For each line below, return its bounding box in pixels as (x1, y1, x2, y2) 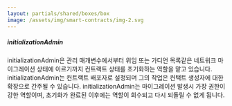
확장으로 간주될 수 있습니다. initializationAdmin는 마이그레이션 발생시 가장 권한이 (7, 82, 226, 91)
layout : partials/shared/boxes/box (7, 10, 110, 17)
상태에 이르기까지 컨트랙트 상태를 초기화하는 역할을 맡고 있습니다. (37, 65, 213, 73)
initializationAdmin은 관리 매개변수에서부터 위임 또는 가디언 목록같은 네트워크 (7, 56, 217, 64)
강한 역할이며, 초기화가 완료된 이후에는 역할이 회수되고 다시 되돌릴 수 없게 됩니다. (7, 91, 225, 99)
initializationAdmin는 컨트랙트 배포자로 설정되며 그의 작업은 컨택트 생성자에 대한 (7, 73, 224, 82)
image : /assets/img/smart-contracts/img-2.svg (7, 17, 144, 24)
